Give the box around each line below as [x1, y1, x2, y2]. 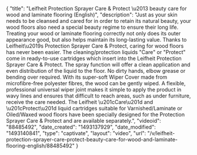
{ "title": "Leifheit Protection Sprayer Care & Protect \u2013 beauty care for [6, 5, 187, 12]
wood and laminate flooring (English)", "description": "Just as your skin [6, 11, 178, 18]
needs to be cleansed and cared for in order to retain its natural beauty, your [6, 18, 191, 24]
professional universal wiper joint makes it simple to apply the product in [6, 86, 182, 93]
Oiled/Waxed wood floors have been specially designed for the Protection [6, 111, 185, 118]
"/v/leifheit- [147, 130, 175, 137]
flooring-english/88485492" [6, 142, 75, 149]
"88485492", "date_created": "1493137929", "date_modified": [6, 123, 156, 130]
